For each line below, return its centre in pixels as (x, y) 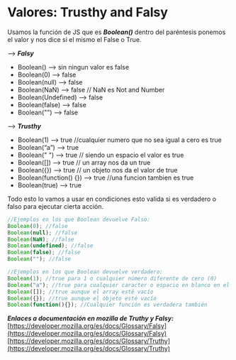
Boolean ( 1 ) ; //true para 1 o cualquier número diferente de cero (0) (112, 278)
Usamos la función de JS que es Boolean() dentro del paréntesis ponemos (117, 32)
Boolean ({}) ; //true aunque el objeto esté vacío (82, 298)
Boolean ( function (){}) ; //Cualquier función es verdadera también (107, 305)
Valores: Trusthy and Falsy (88, 12)
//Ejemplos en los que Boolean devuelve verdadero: (85, 272)
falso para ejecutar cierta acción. (56, 206)
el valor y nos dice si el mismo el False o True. (74, 39)
